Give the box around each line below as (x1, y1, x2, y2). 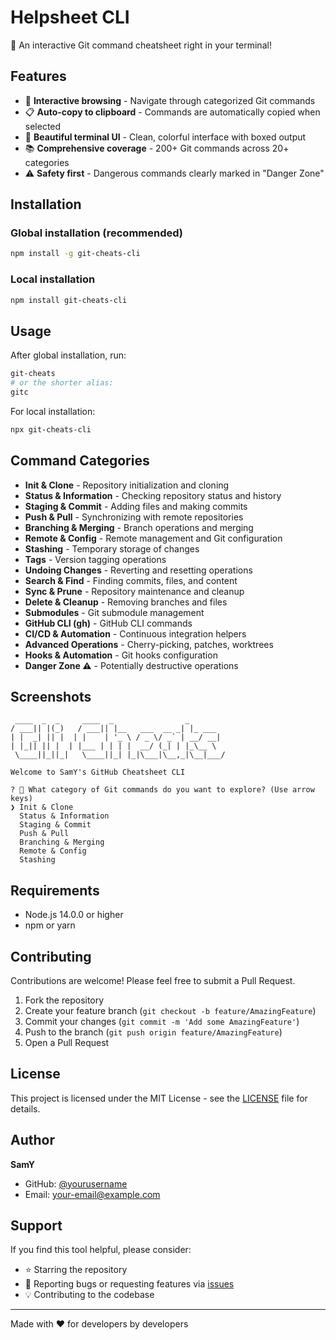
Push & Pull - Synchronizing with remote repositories (24, 511, 244, 523)
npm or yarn (24, 919, 76, 931)
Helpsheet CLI (10, 6, 130, 29)
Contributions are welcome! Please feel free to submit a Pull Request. (10, 975, 296, 987)
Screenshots (10, 689, 92, 705)
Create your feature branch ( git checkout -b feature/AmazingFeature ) (24, 1005, 317, 1017)
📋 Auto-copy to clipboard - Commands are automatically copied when (24, 106, 321, 118)
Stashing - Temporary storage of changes (24, 542, 200, 555)
